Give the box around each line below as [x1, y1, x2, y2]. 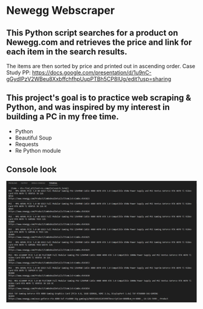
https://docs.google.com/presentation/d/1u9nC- [32, 69, 152, 76]
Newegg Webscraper [6, 4, 115, 18]
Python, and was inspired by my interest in [6, 102, 170, 112]
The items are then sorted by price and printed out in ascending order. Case [6, 63, 195, 69]
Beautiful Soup [14, 134, 53, 141]
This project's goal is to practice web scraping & [6, 93, 192, 103]
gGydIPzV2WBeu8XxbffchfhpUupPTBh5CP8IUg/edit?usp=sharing [6, 75, 172, 82]
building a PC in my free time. [6, 112, 119, 122]
